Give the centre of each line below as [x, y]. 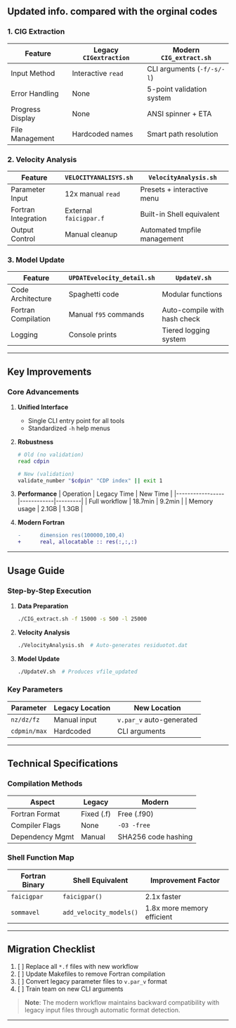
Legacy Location [82, 708]
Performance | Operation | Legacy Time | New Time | [95, 494]
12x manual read [92, 194]
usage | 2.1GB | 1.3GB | [50, 509]
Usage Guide [36, 571]
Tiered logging [186, 330]
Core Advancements [43, 391]
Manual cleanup [91, 234]
